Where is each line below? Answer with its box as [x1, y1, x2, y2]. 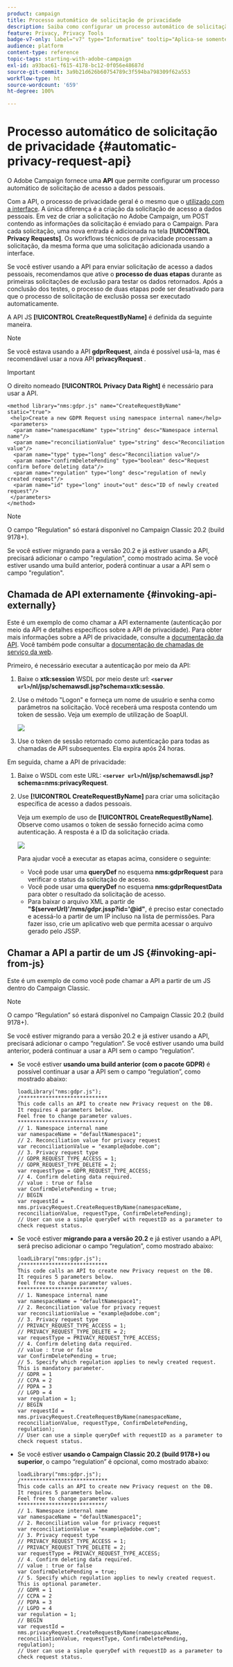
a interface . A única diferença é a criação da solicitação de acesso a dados [7, 205, 222, 213]
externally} [7, 600, 57, 612]
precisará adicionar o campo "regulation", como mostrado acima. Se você [7, 554, 218, 562]
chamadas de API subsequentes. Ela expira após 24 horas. [17, 744, 186, 752]
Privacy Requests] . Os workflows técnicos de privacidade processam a [7, 234, 213, 243]
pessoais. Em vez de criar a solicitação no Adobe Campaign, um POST [7, 212, 209, 221]
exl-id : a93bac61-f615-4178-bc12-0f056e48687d [7, 62, 144, 69]
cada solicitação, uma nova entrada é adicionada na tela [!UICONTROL [7, 227, 210, 235]
